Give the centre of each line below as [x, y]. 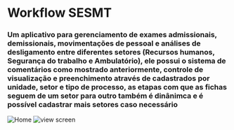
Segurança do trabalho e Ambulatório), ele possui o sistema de [117, 61]
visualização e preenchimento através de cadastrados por [109, 78]
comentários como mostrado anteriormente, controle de [105, 70]
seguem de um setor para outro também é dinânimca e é [105, 96]
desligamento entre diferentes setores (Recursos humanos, [111, 52]
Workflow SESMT [60, 13]
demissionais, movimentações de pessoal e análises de [104, 43]
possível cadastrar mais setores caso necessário [92, 105]
